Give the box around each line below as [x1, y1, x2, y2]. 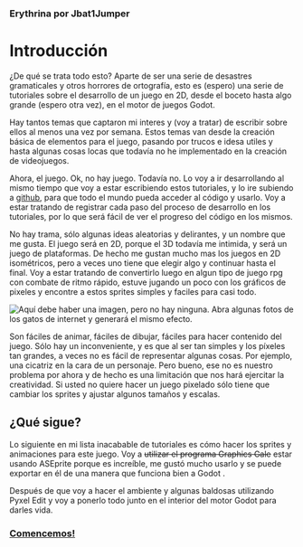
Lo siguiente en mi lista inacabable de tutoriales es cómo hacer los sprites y [9, 439, 292, 449]
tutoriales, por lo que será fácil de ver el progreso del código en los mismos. [9, 211, 293, 222]
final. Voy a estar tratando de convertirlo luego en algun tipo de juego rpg [9, 267, 283, 278]
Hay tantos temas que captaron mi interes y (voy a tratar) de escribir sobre [9, 117, 288, 127]
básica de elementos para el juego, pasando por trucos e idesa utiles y [9, 136, 273, 146]
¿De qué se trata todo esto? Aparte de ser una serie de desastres [9, 71, 252, 81]
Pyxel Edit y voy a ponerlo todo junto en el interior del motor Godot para [9, 495, 278, 505]
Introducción [9, 41, 109, 61]
